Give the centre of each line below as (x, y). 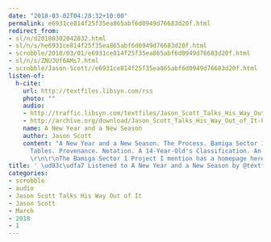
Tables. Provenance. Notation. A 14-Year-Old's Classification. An (146, 151)
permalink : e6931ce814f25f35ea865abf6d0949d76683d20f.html (110, 23)
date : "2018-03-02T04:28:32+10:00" (68, 16)
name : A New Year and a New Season (83, 128)
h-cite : (29, 83)
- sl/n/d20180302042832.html (57, 38)
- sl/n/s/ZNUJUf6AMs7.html (54, 61)
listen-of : (27, 76)
